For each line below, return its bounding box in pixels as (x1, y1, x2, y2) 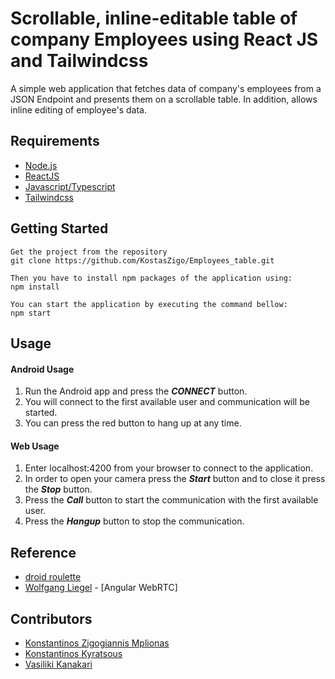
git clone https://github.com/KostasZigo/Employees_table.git (10, 255, 275, 266)
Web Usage (10, 440, 60, 452)
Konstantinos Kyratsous (24, 647, 123, 659)
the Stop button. (24, 483, 93, 496)
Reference (10, 544, 77, 561)
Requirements (10, 133, 100, 150)
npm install (10, 282, 60, 292)
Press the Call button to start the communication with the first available (24, 494, 319, 506)
